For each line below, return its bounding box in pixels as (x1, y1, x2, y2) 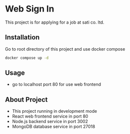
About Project (5, 95, 48, 104)
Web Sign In (5, 3, 54, 14)
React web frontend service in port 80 (12, 113, 88, 119)
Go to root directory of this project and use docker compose (5, 46, 125, 52)
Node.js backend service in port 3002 (12, 119, 88, 124)
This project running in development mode (12, 108, 97, 114)
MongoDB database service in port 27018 (12, 124, 96, 130)
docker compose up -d (5, 55, 49, 60)
